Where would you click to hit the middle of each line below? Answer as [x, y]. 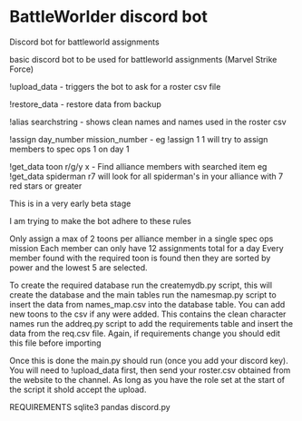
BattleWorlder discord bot [109, 17]
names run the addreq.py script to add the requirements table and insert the [151, 323]
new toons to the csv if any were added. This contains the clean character [148, 314]
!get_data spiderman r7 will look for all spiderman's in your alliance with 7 [146, 176]
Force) [22, 69]
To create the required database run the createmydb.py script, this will [141, 285]
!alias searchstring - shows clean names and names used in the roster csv [148, 122]
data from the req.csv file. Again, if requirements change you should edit [145, 333]
